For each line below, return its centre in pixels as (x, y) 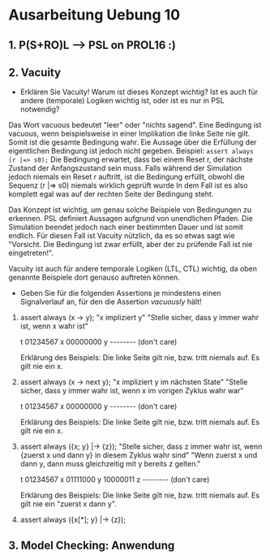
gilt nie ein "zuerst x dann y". (69, 504)
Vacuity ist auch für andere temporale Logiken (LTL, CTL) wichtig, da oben (133, 269)
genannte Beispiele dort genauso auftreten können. (94, 277)
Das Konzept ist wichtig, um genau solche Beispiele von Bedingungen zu (130, 210)
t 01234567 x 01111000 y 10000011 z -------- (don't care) (115, 480)
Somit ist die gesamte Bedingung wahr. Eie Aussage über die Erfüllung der (133, 142)
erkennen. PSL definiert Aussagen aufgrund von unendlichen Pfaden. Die (131, 219)
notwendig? (40, 109)
